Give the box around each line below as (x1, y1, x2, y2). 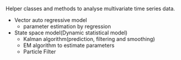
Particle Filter (23, 48, 56, 55)
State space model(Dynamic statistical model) (14, 29, 128, 36)
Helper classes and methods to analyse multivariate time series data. (5, 5, 176, 12)
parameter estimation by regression (23, 23, 111, 30)
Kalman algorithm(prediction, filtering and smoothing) (23, 36, 155, 42)
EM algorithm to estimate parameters (23, 42, 115, 49)
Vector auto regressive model (14, 17, 87, 23)
